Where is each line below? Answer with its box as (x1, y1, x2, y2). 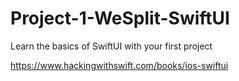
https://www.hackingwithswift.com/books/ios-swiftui (10, 59, 229, 71)
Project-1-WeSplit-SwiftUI (10, 7, 230, 30)
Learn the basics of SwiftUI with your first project (10, 40, 213, 52)
